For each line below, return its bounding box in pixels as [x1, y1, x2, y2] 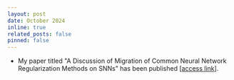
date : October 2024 [7, 17, 66, 24]
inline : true [7, 24, 46, 31]
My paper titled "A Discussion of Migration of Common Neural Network [17, 56, 227, 65]
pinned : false [7, 37, 50, 44]
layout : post [7, 10, 46, 18]
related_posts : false [7, 30, 72, 38]
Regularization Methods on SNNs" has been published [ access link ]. [17, 64, 219, 73]
